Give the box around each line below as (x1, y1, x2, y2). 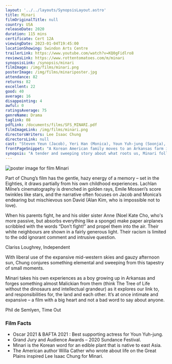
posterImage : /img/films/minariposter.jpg (5, 70, 97, 75)
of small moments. (5, 265, 45, 271)
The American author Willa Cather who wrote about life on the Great (12, 348, 157, 354)
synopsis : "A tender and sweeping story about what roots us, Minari (5, 151, 157, 156)
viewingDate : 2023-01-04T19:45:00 (5, 41, 79, 46)
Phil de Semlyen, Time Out (5, 306, 61, 313)
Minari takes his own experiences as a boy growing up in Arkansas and (5, 275, 155, 281)
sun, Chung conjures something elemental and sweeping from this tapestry (5, 259, 164, 265)
